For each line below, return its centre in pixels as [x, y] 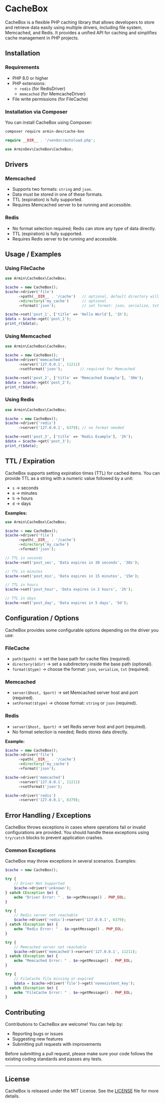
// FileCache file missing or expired [54, 979]
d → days [21, 503]
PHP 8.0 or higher [30, 78]
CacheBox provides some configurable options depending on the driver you [82, 630]
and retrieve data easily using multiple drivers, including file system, [74, 27]
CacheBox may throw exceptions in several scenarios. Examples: [71, 861]
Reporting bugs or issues [38, 1034]
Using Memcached [28, 336]
